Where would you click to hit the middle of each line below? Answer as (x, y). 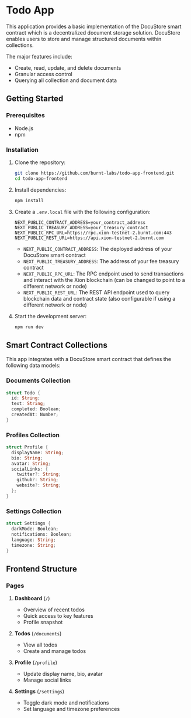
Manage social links (47, 680)
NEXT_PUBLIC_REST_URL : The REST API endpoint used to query (96, 292)
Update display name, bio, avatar (63, 674)
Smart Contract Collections (57, 345)
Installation (22, 149)
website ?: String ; (39, 485)
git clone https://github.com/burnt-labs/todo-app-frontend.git (94, 173)
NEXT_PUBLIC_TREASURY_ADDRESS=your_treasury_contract (81, 227)
